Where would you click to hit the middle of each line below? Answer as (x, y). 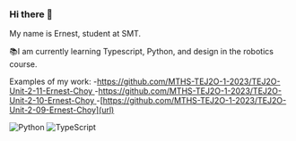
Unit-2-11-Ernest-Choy (51, 91)
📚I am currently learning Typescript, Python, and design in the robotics (141, 52)
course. (23, 64)
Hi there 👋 (31, 14)
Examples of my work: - (53, 82)
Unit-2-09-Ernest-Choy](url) (62, 110)
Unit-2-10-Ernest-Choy (52, 101)
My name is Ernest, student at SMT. (75, 34)
